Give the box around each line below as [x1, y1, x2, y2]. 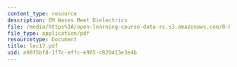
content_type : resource [7, 10, 78, 17]
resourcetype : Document [7, 36, 78, 43]
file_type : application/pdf [7, 29, 90, 37]
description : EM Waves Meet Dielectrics [7, 17, 128, 24]
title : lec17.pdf [7, 43, 59, 50]
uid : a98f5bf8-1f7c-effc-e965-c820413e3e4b [7, 50, 138, 57]
